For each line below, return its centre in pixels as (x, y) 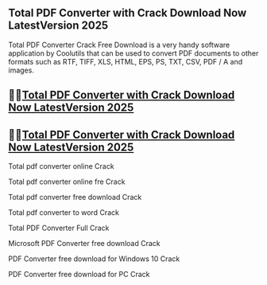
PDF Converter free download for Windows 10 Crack (94, 259)
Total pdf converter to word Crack (64, 213)
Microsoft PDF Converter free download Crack (84, 244)
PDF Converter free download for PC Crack (79, 275)
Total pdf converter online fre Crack (67, 182)
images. (21, 70)
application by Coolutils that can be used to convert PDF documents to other (133, 53)
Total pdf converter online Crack (61, 166)
